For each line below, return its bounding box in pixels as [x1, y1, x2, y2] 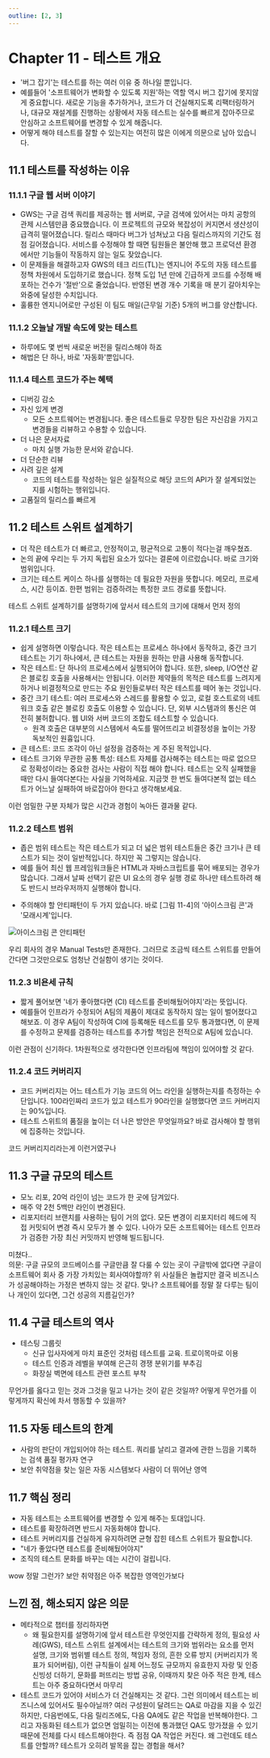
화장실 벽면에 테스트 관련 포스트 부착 [31, 1369, 147, 1379]
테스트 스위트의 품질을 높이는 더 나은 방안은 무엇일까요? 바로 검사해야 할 [19, 1116, 246, 1126]
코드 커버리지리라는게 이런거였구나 [8, 1143, 117, 1153]
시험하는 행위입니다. [47, 484, 110, 494]
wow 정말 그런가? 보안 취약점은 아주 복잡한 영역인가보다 [8, 1571, 185, 1581]
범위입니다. [19, 563, 56, 573]
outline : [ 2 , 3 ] [8, 11, 63, 20]
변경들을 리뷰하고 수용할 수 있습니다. [31, 424, 147, 433]
